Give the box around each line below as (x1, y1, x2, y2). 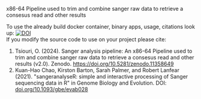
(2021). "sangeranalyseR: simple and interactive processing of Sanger (14, 73, 188, 80)
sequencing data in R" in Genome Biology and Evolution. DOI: (14, 79, 167, 86)
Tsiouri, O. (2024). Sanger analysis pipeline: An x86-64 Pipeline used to (14, 47, 193, 55)
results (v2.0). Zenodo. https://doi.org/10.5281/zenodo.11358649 (14, 60, 174, 67)
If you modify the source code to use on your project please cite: (6, 36, 167, 43)
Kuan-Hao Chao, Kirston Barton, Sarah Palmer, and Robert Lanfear (14, 67, 180, 74)
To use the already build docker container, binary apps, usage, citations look (6, 23, 195, 30)
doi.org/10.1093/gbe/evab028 (14, 86, 88, 92)
